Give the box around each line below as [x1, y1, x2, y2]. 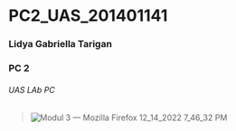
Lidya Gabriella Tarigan [8, 38, 112, 51]
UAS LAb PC [8, 84, 55, 95]
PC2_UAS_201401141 [8, 5, 168, 26]
